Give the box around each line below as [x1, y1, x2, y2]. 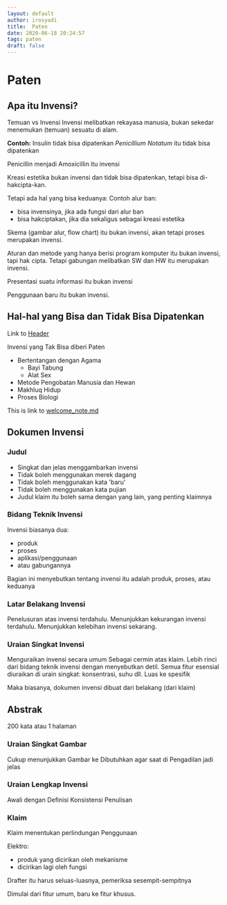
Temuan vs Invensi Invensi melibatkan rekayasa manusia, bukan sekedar [7, 119, 215, 126]
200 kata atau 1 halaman [7, 722, 78, 730]
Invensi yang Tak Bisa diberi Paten [7, 343, 105, 351]
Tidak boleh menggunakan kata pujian [17, 485, 127, 493]
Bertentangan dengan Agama [17, 356, 102, 364]
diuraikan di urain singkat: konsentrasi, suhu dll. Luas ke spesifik [7, 670, 190, 678]
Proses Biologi [17, 393, 59, 401]
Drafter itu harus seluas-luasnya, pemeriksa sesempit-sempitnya [7, 877, 192, 885]
